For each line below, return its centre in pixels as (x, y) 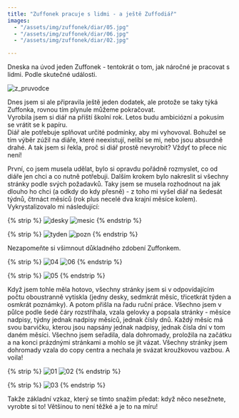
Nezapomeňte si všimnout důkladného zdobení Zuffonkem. (94, 248)
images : (19, 21)
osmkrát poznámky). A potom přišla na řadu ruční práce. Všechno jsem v (115, 305)
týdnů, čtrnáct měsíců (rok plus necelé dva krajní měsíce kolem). (102, 199)
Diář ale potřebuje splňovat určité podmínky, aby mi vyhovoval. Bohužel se (117, 132)
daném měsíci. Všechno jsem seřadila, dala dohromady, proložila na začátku (119, 335)
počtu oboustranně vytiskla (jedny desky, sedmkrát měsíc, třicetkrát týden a (119, 297)
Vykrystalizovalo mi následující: (54, 207)
